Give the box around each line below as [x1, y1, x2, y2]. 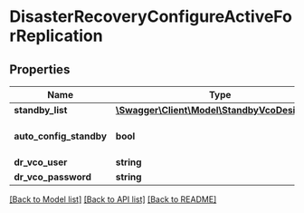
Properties [9, 62, 71, 77]
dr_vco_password [14, 170, 92, 183]
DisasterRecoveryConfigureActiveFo [9, 6, 292, 27]
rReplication [9, 25, 103, 46]
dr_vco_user [14, 156, 68, 169]
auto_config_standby [14, 130, 107, 142]
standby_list [14, 104, 68, 116]
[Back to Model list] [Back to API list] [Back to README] [9, 194, 217, 205]
